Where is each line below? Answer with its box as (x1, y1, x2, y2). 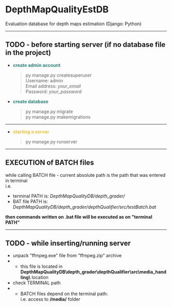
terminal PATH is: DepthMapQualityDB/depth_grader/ (12, 193, 125, 199)
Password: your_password (25, 88, 82, 95)
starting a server (12, 129, 50, 135)
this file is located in (20, 263, 63, 269)
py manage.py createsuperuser (25, 72, 92, 78)
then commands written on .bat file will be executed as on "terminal (5, 213, 153, 220)
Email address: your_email (25, 83, 81, 89)
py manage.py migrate (25, 108, 73, 114)
